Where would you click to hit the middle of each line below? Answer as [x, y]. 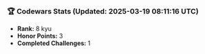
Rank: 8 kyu [34, 29]
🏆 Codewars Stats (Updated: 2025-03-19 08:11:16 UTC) [103, 11]
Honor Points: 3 [40, 36]
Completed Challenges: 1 [54, 43]
